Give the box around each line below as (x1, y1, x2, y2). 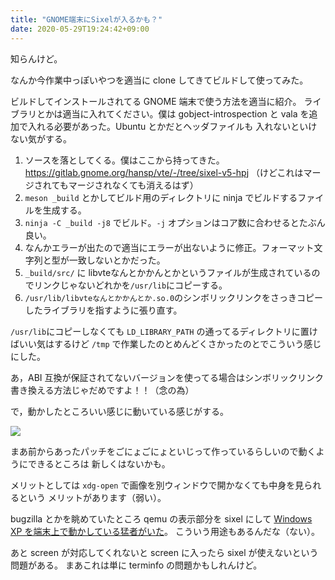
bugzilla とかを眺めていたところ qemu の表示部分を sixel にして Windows (10, 512, 313, 525)
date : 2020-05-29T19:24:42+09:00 (10, 24, 150, 34)
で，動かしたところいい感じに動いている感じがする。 (10, 405, 230, 417)
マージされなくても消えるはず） (68, 179, 199, 191)
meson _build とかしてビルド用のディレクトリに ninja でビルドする (24, 191, 298, 203)
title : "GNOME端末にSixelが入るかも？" (10, 14, 163, 25)
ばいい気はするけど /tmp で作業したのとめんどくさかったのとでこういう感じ (10, 337, 322, 350)
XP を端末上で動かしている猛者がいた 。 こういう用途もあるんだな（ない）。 (10, 525, 320, 537)
